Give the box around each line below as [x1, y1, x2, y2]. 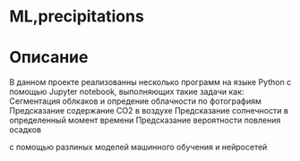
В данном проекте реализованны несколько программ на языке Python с [9, 77, 292, 88]
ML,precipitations [9, 6, 145, 27]
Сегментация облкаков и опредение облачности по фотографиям [9, 96, 261, 106]
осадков [9, 124, 42, 135]
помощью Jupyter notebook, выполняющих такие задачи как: [9, 87, 244, 97]
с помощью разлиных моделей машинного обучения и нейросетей [9, 141, 268, 153]
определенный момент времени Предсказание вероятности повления [9, 114, 281, 126]
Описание [9, 47, 89, 68]
